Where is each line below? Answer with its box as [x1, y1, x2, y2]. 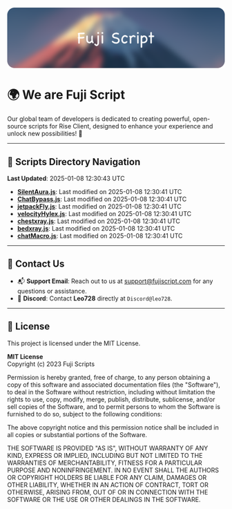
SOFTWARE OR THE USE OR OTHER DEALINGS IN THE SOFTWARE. [7, 495, 201, 503]
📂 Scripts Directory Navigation [7, 156, 141, 168]
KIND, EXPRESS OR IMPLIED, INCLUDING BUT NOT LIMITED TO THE [7, 451, 203, 459]
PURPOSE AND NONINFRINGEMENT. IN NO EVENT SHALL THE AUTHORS [7, 465, 220, 474]
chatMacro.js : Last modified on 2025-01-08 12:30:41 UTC [17, 232, 183, 240]
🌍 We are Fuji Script [7, 87, 126, 103]
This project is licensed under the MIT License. [7, 339, 141, 347]
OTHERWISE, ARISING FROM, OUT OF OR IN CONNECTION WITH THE [7, 488, 209, 496]
